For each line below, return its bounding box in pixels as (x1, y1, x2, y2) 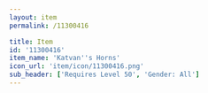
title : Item (9, 37, 53, 46)
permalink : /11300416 (9, 21, 89, 30)
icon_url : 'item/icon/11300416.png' (9, 62, 144, 71)
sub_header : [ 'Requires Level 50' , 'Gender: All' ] (9, 70, 200, 80)
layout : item (9, 12, 58, 22)
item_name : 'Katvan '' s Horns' (9, 54, 121, 63)
